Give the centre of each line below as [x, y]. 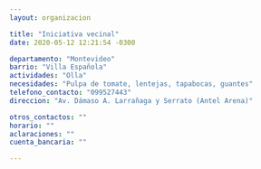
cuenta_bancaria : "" [48, 142]
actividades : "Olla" [48, 76]
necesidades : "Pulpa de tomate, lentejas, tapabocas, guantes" [131, 84]
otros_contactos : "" [48, 117]
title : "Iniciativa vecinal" [64, 34]
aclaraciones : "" [42, 134]
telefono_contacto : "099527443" [70, 92]
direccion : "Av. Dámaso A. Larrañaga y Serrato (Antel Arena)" [131, 100]
